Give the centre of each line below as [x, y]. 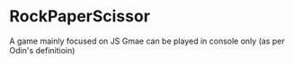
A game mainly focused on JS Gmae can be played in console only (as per [147, 41]
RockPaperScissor [80, 16]
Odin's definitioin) [42, 50]
